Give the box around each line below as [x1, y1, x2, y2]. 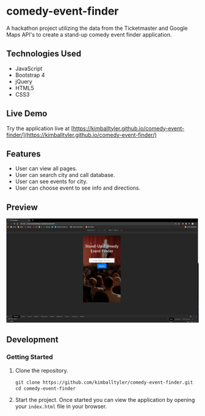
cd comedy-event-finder [15, 386, 76, 392]
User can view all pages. [15, 165, 77, 172]
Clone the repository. [15, 367, 68, 374]
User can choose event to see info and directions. [15, 184, 141, 192]
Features [6, 148, 41, 159]
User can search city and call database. [15, 171, 115, 179]
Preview [6, 202, 38, 212]
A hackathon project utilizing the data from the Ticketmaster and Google [6, 24, 188, 32]
